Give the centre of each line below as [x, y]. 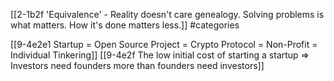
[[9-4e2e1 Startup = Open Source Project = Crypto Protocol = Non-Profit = [164, 44]
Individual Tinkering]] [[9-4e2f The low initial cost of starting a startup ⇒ [160, 55]
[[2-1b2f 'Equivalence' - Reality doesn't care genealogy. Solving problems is [167, 14]
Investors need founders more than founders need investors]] [137, 65]
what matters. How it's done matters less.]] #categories [125, 25]
